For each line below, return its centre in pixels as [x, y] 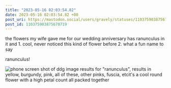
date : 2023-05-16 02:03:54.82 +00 [42, 15]
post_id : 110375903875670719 [36, 24]
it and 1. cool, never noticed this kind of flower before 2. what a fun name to [84, 44]
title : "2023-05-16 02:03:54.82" [41, 10]
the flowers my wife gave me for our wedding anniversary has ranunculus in [85, 39]
